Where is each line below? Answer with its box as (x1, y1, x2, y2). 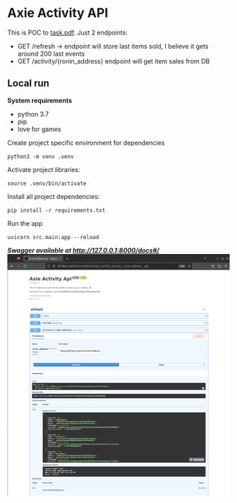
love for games (17, 125, 61, 133)
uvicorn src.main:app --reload (7, 234, 99, 241)
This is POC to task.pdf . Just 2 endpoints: (7, 28, 128, 37)
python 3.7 (17, 109, 49, 118)
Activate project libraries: (7, 165, 80, 174)
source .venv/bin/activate (7, 180, 87, 187)
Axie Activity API (7, 5, 109, 21)
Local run (7, 78, 49, 90)
